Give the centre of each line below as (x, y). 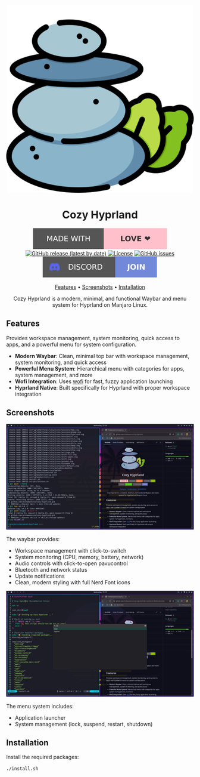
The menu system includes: (40, 706)
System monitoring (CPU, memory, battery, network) (79, 557)
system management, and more (54, 375)
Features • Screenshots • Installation (100, 287)
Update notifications (40, 576)
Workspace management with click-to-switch (71, 551)
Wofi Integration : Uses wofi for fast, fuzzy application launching (94, 381)
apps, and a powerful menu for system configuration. (71, 344)
